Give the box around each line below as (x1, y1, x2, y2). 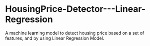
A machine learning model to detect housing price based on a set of (5, 30, 145, 36)
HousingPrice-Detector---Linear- (5, 3, 146, 15)
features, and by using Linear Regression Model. (5, 35, 104, 41)
